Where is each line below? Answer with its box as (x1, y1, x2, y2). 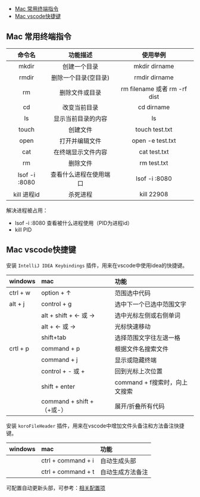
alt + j (9, 299, 25, 308)
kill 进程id (13, 190, 40, 198)
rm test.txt (139, 158, 168, 167)
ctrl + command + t (41, 467, 95, 476)
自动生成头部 (100, 457, 136, 465)
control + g (41, 299, 72, 308)
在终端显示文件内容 (53, 148, 108, 156)
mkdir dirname (133, 62, 174, 70)
